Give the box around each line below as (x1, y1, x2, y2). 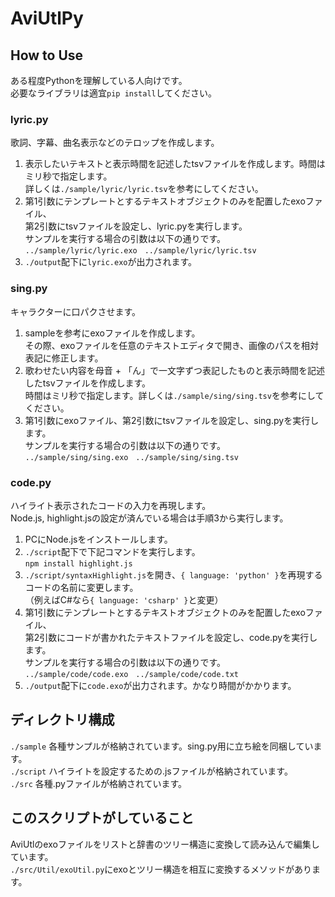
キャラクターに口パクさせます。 (10, 305, 142, 317)
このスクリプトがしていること (10, 810, 195, 827)
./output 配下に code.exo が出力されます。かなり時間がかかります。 (24, 679, 297, 691)
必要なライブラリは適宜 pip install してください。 (10, 87, 217, 99)
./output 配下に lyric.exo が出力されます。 (24, 256, 198, 268)
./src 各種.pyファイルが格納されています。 (10, 777, 188, 789)
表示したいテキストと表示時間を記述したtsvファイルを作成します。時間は (24, 158, 326, 170)
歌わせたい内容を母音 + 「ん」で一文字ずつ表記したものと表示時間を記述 (24, 364, 325, 376)
